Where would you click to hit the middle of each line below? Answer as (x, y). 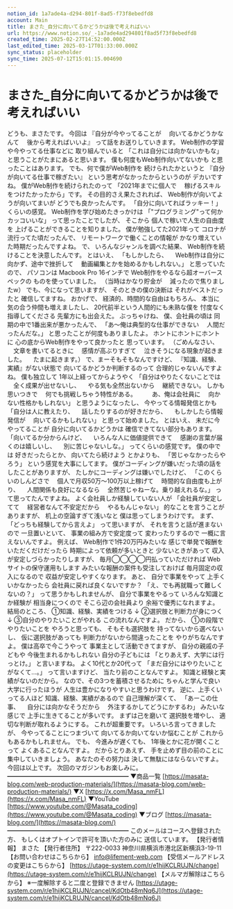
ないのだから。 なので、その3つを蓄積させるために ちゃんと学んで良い (120, 680)
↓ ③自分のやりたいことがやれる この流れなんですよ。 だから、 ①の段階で (115, 620)
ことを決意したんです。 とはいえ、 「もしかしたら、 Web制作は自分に (122, 255)
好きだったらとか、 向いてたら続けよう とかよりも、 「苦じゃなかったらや (120, 454)
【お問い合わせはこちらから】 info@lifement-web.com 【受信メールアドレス (116, 856)
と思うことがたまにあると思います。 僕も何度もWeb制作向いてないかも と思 (115, 159)
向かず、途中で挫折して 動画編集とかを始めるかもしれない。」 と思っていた (116, 263)
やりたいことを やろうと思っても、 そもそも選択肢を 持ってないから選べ (110, 628)
